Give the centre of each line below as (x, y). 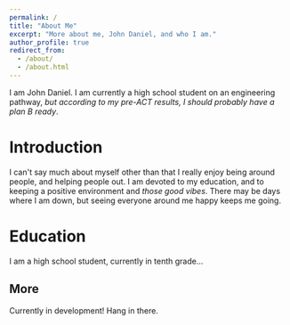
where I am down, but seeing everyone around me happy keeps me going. (145, 200)
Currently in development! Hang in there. (84, 310)
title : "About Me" (43, 26)
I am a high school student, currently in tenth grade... (106, 261)
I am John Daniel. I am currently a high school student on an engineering (142, 92)
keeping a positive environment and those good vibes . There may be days (145, 191)
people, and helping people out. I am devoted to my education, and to (137, 181)
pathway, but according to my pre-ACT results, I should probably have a (142, 102)
